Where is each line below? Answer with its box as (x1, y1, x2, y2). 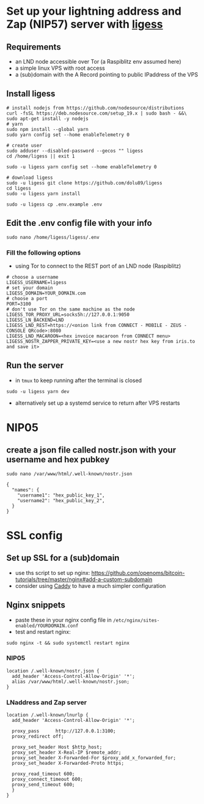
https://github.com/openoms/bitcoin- (91, 569, 185, 576)
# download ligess (6, 175, 53, 181)
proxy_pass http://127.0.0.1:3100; (12, 728, 116, 734)
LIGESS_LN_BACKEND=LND (6, 317, 64, 323)
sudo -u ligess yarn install (6, 190, 81, 197)
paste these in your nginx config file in (15, 616, 112, 623)
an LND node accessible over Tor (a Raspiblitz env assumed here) (15, 58, 181, 65)
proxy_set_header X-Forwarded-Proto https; (12, 761, 124, 767)
